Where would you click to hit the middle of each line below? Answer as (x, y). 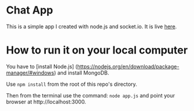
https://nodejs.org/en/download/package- (128, 66)
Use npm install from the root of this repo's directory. (72, 84)
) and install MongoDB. (81, 73)
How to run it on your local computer (97, 50)
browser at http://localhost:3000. (46, 102)
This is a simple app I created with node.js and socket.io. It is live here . (92, 26)
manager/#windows (30, 73)
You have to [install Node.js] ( (42, 66)
